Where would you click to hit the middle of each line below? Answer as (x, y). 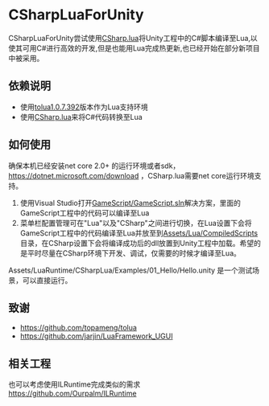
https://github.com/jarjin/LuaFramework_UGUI (96, 336)
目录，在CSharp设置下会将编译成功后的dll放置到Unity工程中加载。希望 (137, 243)
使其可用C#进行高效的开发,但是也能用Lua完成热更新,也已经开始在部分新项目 (134, 48)
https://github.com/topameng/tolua (78, 328)
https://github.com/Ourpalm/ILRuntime (72, 394)
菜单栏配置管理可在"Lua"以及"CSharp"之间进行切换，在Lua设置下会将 (136, 223)
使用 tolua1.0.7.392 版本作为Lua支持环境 (84, 107)
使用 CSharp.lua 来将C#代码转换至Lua (81, 117)
